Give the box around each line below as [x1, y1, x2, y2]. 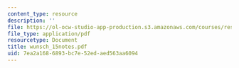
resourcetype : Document [7, 37, 78, 44]
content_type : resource [7, 10, 78, 18]
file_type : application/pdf [7, 30, 91, 38]
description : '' [7, 17, 55, 24]
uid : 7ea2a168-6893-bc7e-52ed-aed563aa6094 [7, 50, 139, 57]
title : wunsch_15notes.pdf [7, 43, 87, 50]
